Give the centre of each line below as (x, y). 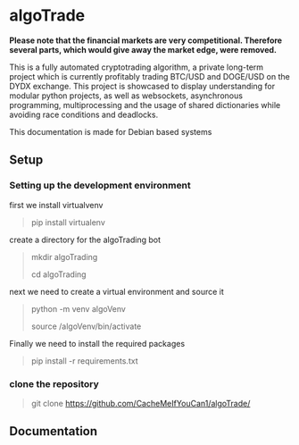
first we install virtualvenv (56, 205)
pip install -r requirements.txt (84, 361)
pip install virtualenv (68, 222)
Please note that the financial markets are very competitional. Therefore (146, 40)
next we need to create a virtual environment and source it (117, 291)
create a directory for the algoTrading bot (85, 239)
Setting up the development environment (100, 186)
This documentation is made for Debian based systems (111, 131)
